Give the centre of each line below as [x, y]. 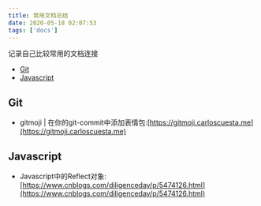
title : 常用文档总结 [38, 15]
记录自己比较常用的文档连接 [53, 54]
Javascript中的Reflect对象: [63, 176]
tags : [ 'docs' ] [33, 30]
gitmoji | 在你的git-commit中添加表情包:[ [85, 122]
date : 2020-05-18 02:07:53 [52, 23]
